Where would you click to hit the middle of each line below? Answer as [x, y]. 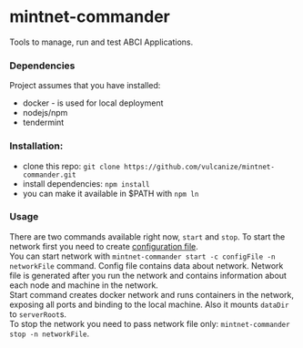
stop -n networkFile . [50, 333]
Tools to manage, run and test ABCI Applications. [101, 42]
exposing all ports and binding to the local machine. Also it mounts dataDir [149, 304]
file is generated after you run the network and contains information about [148, 275]
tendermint [43, 123]
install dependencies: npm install [86, 183]
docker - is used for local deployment [93, 103]
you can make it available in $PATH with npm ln [111, 193]
